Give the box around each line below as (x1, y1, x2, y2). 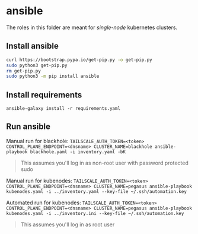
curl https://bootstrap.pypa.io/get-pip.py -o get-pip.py (6, 56, 152, 63)
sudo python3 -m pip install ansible (6, 73, 100, 80)
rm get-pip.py (6, 68, 41, 74)
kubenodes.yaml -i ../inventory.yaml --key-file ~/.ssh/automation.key (6, 188, 187, 194)
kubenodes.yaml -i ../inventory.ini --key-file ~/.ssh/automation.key (6, 210, 184, 216)
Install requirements (6, 90, 82, 100)
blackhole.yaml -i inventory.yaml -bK (30, 148, 126, 155)
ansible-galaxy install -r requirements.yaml (6, 106, 120, 112)
